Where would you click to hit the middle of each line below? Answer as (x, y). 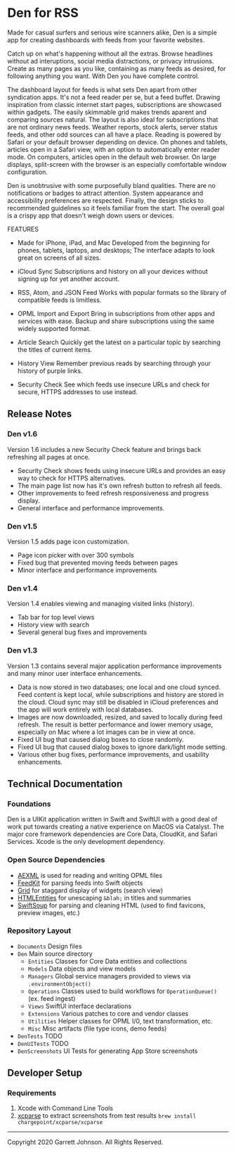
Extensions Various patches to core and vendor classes (108, 1013)
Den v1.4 (23, 588)
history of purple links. (50, 370)
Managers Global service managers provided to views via (109, 976)
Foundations (29, 804)
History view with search (53, 625)
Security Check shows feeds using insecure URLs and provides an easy (122, 470)
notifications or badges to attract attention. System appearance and (105, 193)
